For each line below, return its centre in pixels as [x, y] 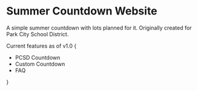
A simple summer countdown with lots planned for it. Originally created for [99, 28]
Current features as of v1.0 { [41, 46]
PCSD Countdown [38, 57]
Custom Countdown [40, 64]
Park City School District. [38, 34]
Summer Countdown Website [82, 11]
